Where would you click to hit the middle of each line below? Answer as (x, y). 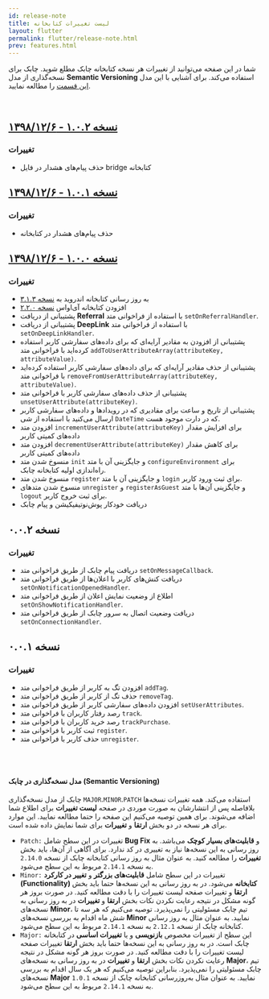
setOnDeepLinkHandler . (57, 333)
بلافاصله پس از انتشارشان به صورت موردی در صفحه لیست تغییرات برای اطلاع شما (132, 807)
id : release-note (37, 16)
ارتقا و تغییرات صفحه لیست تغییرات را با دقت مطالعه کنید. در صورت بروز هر (133, 892)
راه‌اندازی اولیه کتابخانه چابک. (63, 470)
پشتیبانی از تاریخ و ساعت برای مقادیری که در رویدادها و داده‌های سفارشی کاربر (137, 410)
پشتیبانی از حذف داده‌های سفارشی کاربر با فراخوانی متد (103, 393)
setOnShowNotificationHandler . (71, 604)
